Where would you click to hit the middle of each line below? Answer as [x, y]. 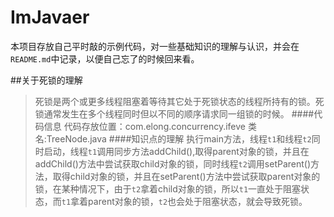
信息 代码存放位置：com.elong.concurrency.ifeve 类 [150, 126]
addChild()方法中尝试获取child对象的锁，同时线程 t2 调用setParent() [173, 163]
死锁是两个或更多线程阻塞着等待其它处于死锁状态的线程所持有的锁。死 [179, 101]
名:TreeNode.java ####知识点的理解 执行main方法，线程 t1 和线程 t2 [173, 138]
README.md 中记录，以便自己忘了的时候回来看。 [105, 58]
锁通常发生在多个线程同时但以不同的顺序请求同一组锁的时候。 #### [174, 113]
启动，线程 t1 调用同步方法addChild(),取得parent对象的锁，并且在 [176, 151]
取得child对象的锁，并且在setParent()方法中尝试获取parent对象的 [186, 176]
